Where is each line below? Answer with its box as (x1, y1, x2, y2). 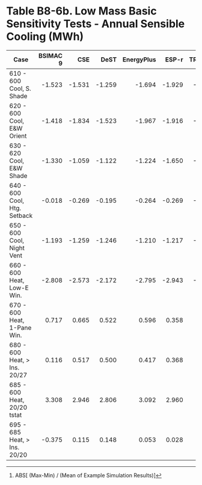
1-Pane (9, 323, 32, 332)
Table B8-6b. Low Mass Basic (6, 4, 158, 18)
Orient (9, 131, 27, 140)
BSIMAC (38, 51, 63, 60)
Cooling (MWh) (6, 30, 84, 43)
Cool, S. (9, 84, 31, 93)
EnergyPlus (122, 55, 156, 64)
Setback (9, 211, 33, 220)
